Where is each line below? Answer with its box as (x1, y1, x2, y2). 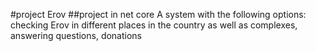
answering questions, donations (10, 30, 143, 41)
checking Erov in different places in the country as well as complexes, (10, 19, 298, 31)
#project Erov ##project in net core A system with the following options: (10, 9, 307, 20)
